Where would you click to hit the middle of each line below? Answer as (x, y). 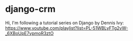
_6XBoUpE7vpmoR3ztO (29, 33)
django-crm (30, 9)
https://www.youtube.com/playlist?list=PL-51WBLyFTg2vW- (67, 28)
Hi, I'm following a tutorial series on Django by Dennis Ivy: (64, 23)
